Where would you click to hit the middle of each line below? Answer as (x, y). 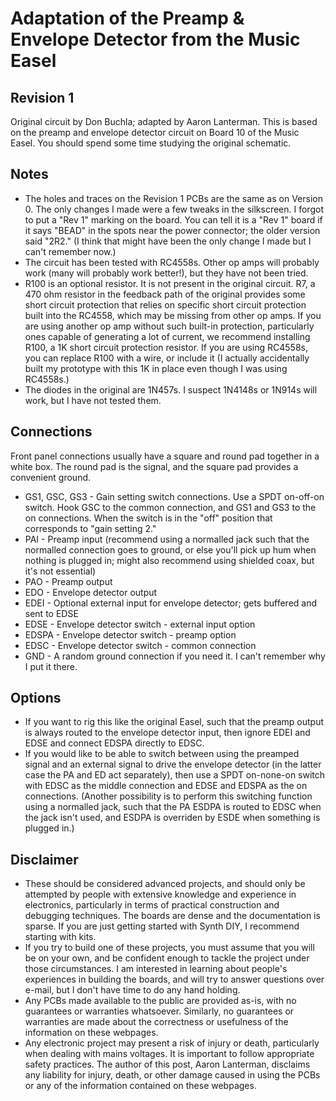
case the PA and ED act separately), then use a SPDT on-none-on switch (175, 775)
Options (36, 698)
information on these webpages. (91, 1033)
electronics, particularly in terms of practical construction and (152, 905)
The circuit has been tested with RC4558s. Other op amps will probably (172, 262)
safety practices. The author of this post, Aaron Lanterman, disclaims (167, 1064)
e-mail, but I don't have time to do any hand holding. (132, 990)
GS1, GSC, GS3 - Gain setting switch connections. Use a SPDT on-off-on (174, 496)
